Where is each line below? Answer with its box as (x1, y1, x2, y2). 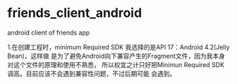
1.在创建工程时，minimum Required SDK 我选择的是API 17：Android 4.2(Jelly (7, 42, 231, 51)
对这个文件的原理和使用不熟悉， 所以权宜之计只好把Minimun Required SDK (7, 60, 224, 68)
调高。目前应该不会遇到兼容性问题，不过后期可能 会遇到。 (7, 69, 176, 78)
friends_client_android (7, 5, 142, 21)
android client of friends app (7, 28, 90, 37)
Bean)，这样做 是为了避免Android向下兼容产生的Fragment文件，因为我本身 (7, 52, 226, 60)
